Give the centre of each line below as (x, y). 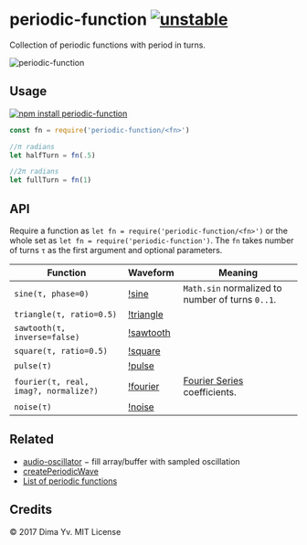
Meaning (238, 272)
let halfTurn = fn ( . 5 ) (53, 155)
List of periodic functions (70, 481)
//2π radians (34, 172)
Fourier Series (213, 380)
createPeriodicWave (60, 471)
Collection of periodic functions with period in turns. (107, 45)
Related (32, 439)
